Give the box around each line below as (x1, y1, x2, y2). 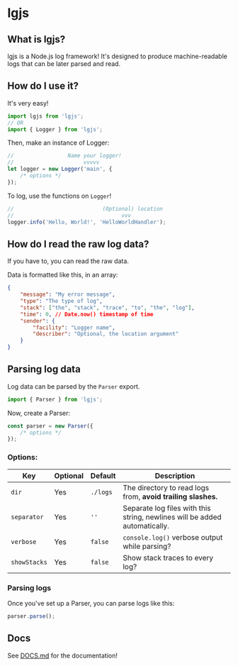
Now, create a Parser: (7, 409, 71, 417)
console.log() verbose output (123, 532, 223, 542)
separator (11, 513, 44, 521)
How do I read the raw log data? (7, 238, 149, 250)
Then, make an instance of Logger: (7, 138, 110, 147)
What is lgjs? (7, 33, 66, 45)
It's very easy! (7, 99, 49, 107)
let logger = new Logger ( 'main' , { (7, 165, 113, 173)
